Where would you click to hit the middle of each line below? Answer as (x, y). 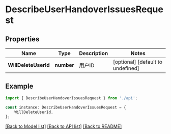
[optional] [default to (138, 62)
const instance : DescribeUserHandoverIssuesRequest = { (66, 107)
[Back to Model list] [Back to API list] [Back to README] (64, 126)
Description (94, 53)
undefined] (126, 68)
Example (19, 86)
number (64, 65)
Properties (22, 39)
